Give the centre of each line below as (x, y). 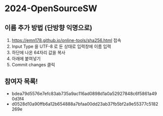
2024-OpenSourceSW (51, 9)
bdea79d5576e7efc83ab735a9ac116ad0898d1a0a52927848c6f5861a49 (84, 94)
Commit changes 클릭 (33, 65)
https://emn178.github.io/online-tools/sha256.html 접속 (66, 40)
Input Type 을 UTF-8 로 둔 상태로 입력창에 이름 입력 (61, 46)
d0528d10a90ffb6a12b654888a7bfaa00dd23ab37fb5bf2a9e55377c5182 (85, 104)
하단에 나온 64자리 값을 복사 (38, 52)
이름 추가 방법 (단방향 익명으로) (48, 28)
